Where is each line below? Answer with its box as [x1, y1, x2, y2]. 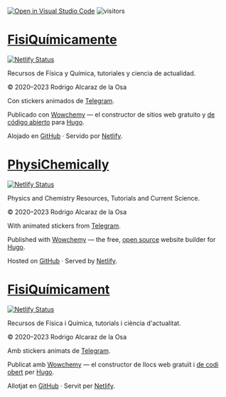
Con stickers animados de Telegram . [7, 96, 115, 105]
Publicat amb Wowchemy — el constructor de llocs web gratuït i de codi [7, 360, 219, 369]
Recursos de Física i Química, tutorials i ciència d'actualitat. [7, 319, 181, 327]
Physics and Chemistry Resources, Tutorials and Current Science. [7, 194, 200, 202]
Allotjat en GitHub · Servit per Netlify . [7, 381, 116, 390]
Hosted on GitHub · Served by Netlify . [7, 256, 118, 265]
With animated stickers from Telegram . [7, 221, 121, 230]
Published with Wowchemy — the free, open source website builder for [7, 235, 216, 243]
